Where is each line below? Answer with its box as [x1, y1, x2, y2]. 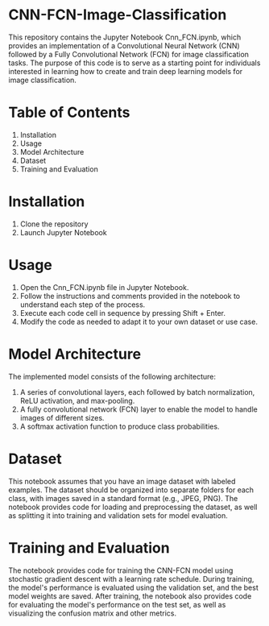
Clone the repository [19, 219, 89, 229]
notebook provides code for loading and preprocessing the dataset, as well [8, 502, 258, 512]
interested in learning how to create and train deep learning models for [8, 66, 243, 76]
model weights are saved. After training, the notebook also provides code [8, 591, 252, 601]
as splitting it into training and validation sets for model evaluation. [8, 510, 228, 520]
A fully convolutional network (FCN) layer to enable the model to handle [19, 404, 258, 414]
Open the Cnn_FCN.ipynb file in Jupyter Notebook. [19, 282, 189, 292]
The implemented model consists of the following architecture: [8, 371, 216, 381]
